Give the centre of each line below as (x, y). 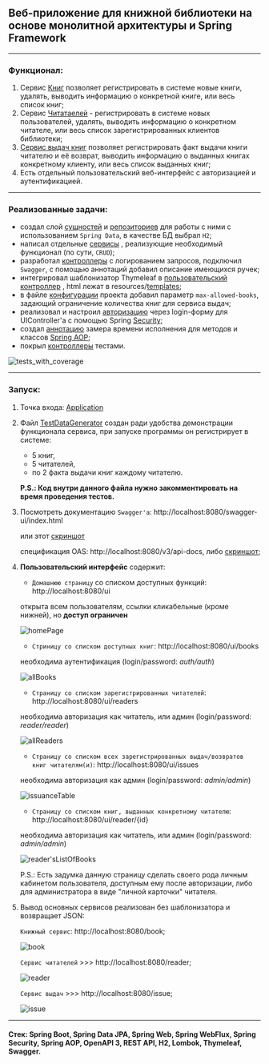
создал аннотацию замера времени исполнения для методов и (128, 329)
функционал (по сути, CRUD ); (67, 252)
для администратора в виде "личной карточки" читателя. (118, 891)
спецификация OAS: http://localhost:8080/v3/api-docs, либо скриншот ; (140, 551)
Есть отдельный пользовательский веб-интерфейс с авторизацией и (138, 173)
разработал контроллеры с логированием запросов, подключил (130, 261)
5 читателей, (54, 464)
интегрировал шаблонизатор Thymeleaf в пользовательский (124, 278)
